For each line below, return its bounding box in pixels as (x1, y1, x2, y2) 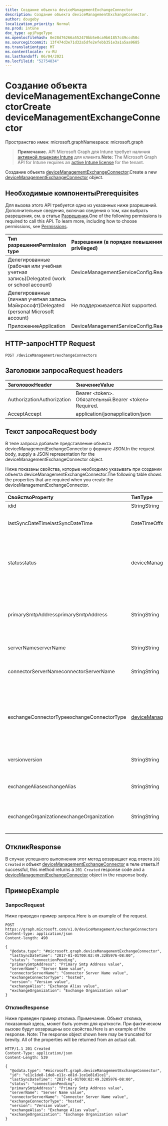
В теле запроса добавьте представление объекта (5, 441, 111, 447)
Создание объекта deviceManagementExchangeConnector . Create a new (5, 169, 157, 175)
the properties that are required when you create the (5, 477, 113, 483)
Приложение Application (7, 323, 66, 329)
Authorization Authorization (7, 396, 71, 403)
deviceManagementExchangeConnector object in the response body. (5, 872, 148, 878)
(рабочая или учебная (7, 263, 62, 269)
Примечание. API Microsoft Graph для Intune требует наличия (17, 149, 150, 155)
